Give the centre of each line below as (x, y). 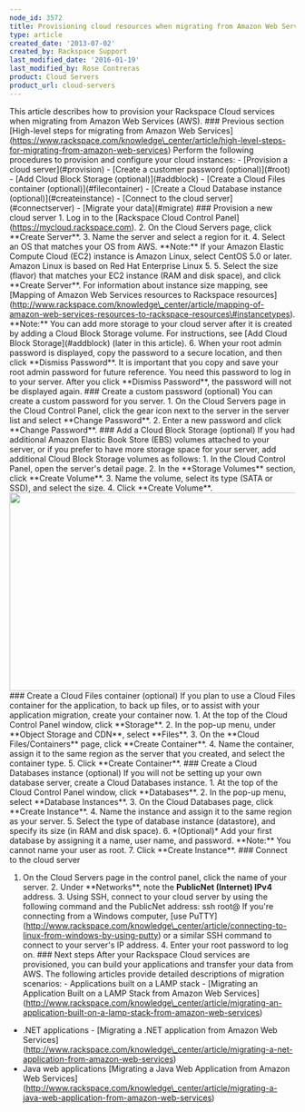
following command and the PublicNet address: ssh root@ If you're (148, 906)
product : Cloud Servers (54, 77)
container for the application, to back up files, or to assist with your (135, 705)
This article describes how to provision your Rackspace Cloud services (142, 111)
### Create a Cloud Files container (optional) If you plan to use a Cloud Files (152, 695)
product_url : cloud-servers (63, 85)
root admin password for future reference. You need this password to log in (150, 372)
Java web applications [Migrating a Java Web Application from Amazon (156, 1068)
